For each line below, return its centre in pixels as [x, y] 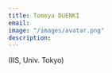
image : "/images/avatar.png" [56, 30]
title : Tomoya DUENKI [44, 15]
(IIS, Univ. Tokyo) [36, 60]
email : [19, 23]
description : [30, 38]
